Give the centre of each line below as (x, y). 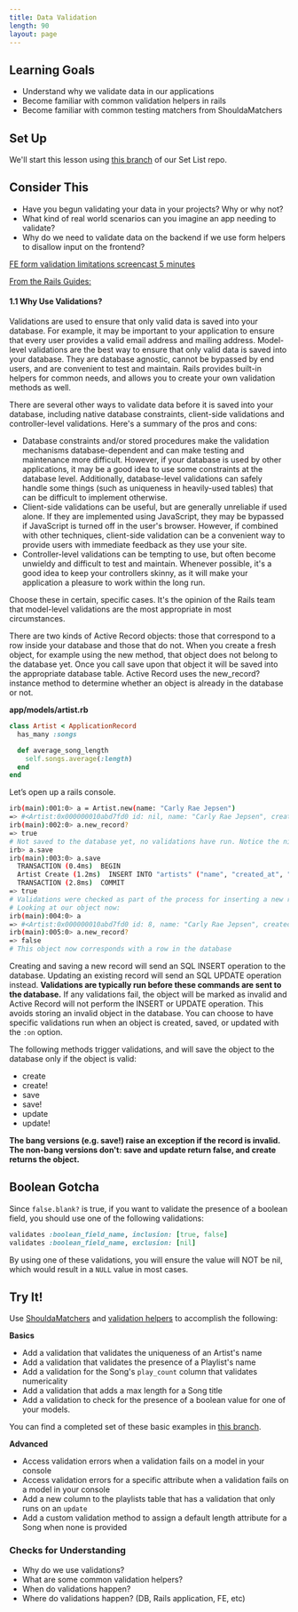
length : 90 (29, 26)
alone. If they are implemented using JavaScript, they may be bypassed (153, 517)
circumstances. (37, 619)
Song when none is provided (74, 1528)
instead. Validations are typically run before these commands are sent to (145, 985)
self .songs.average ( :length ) (79, 758)
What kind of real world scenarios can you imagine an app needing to (149, 218)
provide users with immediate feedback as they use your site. (134, 545)
